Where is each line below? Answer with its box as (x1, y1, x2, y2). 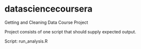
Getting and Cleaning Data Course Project (4, 19, 88, 25)
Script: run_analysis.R (4, 38, 48, 44)
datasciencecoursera (4, 3, 93, 15)
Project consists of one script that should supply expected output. (4, 29, 137, 34)
